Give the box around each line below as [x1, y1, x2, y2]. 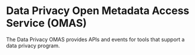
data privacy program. [6, 42, 60, 49]
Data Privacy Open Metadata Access [6, 4, 190, 18]
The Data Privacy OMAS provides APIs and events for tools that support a [6, 36, 185, 43]
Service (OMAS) [6, 16, 87, 30]
